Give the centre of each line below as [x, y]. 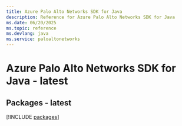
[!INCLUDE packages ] [33, 117]
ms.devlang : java [27, 34]
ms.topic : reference [32, 28]
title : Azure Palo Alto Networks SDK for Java [64, 12]
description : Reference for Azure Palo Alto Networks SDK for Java [91, 17]
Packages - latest [39, 103]
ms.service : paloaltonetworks [43, 39]
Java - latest [37, 81]
